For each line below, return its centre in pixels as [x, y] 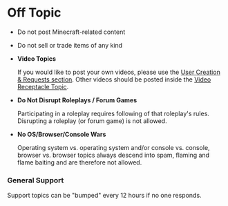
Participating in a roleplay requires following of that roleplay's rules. [113, 113]
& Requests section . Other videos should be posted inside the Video [114, 79]
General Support [36, 180]
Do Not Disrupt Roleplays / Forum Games [77, 100]
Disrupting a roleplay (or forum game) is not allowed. [92, 121]
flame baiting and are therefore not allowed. [79, 162]
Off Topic [34, 13]
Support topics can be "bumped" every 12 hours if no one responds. [104, 196]
